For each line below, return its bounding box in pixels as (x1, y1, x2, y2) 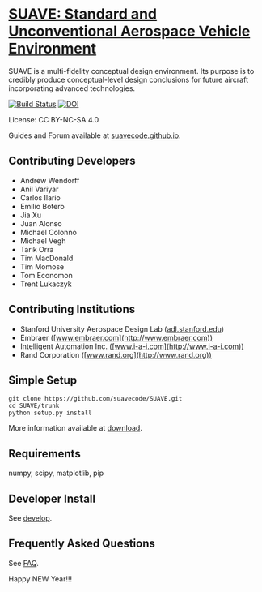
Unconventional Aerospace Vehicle (8, 22, 251, 41)
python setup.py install (8, 409, 92, 418)
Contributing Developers (8, 154, 136, 168)
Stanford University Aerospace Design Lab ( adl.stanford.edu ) (19, 324, 225, 333)
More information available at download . (8, 423, 143, 433)
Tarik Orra (19, 244, 54, 254)
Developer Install (8, 491, 95, 505)
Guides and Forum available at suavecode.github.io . (8, 131, 181, 140)
